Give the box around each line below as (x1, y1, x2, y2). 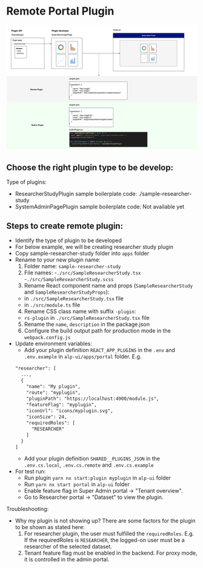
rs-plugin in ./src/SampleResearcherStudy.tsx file (24, 314, 150, 322)
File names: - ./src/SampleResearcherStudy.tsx (24, 269, 141, 277)
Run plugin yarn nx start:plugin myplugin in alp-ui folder (24, 475, 171, 482)
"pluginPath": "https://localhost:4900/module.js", (26, 396, 159, 402)
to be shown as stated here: (15, 524, 85, 531)
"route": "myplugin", (26, 390, 81, 396)
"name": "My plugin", (26, 384, 81, 390)
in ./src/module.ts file (24, 302, 81, 309)
